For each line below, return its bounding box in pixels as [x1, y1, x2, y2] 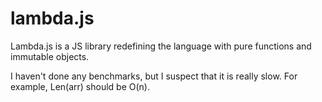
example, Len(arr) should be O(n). [10, 80, 150, 92]
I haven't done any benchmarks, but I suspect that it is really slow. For [10, 70, 298, 82]
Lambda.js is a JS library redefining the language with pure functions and [10, 40, 312, 52]
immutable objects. [10, 50, 90, 62]
